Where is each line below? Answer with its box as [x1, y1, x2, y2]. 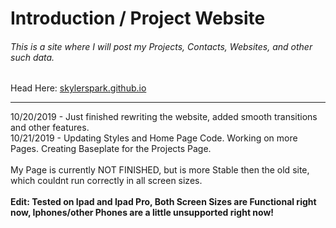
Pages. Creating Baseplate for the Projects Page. [10, 143, 212, 155]
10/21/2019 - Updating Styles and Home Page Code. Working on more [10, 132, 298, 144]
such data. [10, 51, 55, 63]
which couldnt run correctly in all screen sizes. [10, 175, 203, 187]
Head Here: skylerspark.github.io [10, 82, 147, 94]
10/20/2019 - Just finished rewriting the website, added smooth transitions [10, 111, 318, 123]
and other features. [10, 122, 90, 134]
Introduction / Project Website [10, 7, 266, 30]
